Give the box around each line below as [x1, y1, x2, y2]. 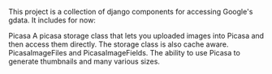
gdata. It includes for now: [8, 15, 96, 25]
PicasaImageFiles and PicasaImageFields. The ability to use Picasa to [8, 48, 241, 57]
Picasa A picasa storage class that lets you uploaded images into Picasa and [8, 31, 265, 40]
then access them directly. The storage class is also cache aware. [8, 39, 229, 49]
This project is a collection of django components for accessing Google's [8, 7, 253, 16]
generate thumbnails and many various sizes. [8, 56, 161, 66]
